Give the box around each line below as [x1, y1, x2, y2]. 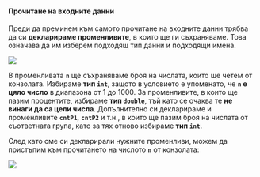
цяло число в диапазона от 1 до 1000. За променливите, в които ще [8, 88, 238, 97]
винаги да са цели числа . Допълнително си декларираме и [8, 104, 212, 114]
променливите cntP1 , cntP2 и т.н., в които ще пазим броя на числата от [8, 113, 248, 122]
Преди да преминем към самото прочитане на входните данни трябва [8, 24, 249, 33]
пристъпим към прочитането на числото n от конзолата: [8, 145, 200, 154]
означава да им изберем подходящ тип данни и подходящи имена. [8, 40, 236, 51]
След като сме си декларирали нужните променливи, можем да [8, 137, 228, 146]
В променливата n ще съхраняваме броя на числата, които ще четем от [8, 71, 253, 81]
